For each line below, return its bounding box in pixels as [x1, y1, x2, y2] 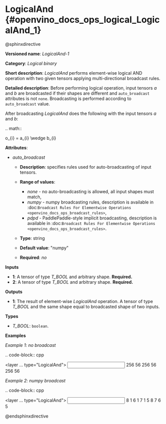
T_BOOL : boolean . [12, 322, 49, 329]
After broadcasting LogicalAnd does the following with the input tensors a [5, 110, 157, 116]
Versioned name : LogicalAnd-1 [5, 51, 70, 57]
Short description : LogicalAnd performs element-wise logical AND [5, 70, 143, 76]
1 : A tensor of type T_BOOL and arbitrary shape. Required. [12, 274, 133, 280]
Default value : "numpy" [19, 245, 69, 251]
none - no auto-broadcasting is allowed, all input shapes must [27, 188, 154, 195]
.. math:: [5, 125, 22, 131]
